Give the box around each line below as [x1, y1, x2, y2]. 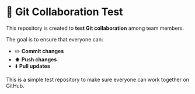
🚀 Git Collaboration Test [6, 5, 124, 19]
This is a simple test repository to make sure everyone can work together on [6, 76, 190, 83]
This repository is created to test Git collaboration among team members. [6, 25, 184, 32]
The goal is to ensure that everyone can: [6, 36, 103, 43]
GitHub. [6, 82, 25, 89]
